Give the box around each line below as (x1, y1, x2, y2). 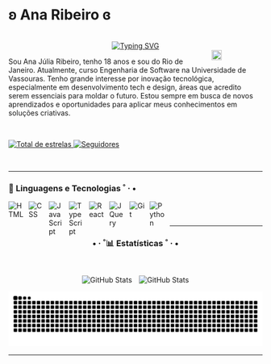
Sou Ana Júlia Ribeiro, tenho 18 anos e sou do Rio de (8, 56, 184, 66)
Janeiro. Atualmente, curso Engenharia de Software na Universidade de (8, 65, 247, 74)
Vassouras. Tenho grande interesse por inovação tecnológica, (8, 73, 215, 83)
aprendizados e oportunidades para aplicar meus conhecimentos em (8, 99, 238, 109)
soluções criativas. (8, 107, 71, 118)
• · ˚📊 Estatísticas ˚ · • (92, 238, 179, 249)
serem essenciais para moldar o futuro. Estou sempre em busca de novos (8, 90, 254, 100)
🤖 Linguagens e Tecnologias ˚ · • (8, 182, 137, 194)
